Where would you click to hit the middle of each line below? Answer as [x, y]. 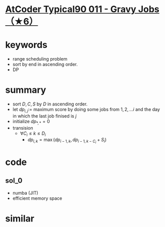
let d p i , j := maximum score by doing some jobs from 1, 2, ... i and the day [86, 110]
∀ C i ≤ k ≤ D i [33, 134]
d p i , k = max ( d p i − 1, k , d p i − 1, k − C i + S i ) [67, 141]
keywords [26, 45]
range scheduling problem [40, 59]
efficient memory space [37, 198]
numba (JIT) [25, 193]
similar [20, 218]
